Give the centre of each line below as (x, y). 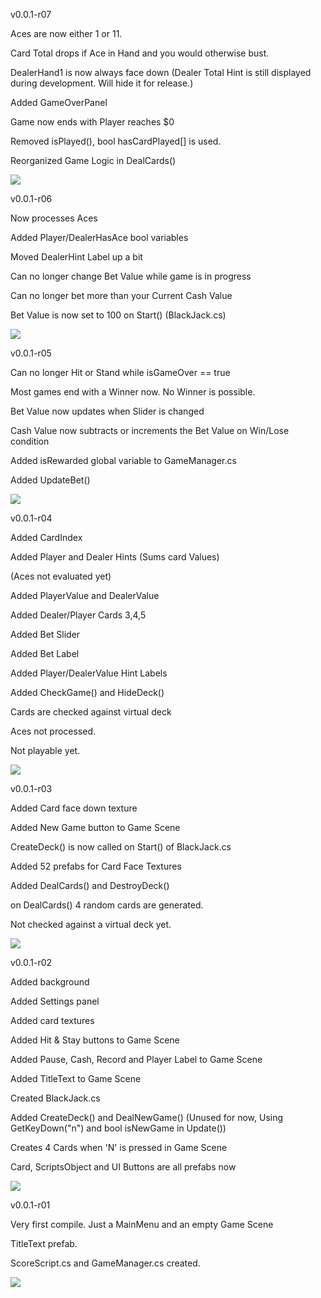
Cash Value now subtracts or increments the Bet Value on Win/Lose (150, 430)
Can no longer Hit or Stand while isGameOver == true (120, 372)
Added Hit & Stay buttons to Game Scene (95, 1040)
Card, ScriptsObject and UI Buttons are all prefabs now (123, 1167)
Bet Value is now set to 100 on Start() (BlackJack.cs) (118, 315)
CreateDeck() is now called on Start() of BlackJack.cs (121, 847)
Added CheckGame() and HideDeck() (87, 692)
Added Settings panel (55, 1001)
